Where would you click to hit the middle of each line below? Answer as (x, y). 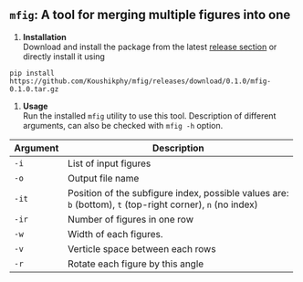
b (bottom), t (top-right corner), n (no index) (163, 204)
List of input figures (110, 163)
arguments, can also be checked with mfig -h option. (123, 125)
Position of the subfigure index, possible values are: (178, 193)
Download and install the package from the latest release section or (150, 47)
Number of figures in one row (131, 219)
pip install (32, 73)
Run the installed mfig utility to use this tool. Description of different (149, 115)
